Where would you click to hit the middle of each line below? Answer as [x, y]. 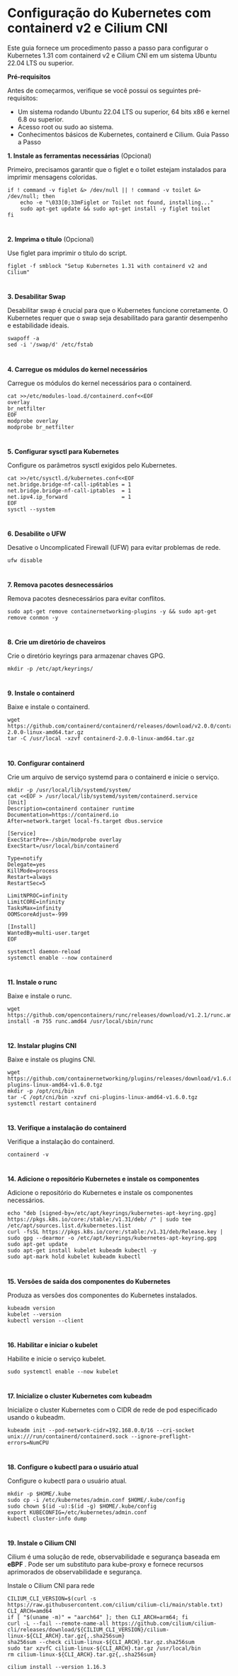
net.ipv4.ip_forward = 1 [69, 497]
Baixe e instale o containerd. [49, 707]
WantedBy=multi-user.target [49, 933]
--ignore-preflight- [161, 1437]
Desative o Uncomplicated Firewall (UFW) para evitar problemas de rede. [114, 547]
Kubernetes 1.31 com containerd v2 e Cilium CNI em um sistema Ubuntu [112, 55]
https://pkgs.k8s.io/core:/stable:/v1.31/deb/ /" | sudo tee [100, 1220]
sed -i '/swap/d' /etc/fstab [50, 345]
